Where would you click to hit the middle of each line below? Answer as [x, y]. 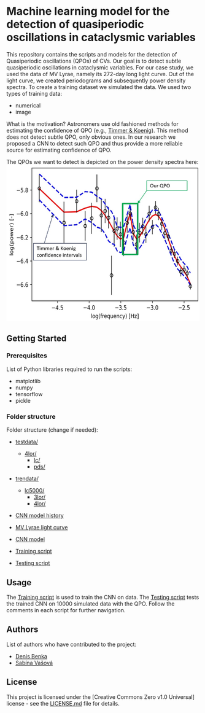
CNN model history [40, 516]
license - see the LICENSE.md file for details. [63, 703]
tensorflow [29, 394]
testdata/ [27, 442]
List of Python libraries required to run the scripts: [69, 369]
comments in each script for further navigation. [66, 610]
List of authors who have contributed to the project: [72, 644]
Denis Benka [31, 656]
